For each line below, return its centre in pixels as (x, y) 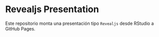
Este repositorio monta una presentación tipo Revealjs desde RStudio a (79, 23)
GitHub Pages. (20, 28)
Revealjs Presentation (52, 9)
